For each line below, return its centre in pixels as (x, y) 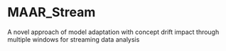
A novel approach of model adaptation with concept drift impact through (113, 32)
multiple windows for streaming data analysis (74, 39)
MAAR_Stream (52, 12)
